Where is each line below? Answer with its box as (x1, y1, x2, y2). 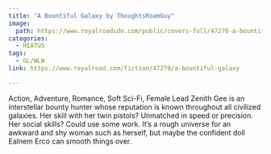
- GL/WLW (15, 57, 45, 65)
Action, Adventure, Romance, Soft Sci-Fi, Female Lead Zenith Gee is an (8, 94, 245, 103)
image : (8, 19, 31, 27)
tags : (8, 49, 27, 57)
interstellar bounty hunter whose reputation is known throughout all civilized (8, 102, 261, 111)
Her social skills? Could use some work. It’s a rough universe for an (8, 119, 231, 129)
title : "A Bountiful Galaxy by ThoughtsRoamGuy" (8, 11, 175, 20)
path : (15, 27, 35, 35)
